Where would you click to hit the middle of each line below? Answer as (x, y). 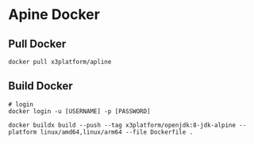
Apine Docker (54, 15)
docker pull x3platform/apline (60, 62)
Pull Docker (37, 44)
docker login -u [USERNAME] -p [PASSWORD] (79, 111)
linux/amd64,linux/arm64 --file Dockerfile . (117, 132)
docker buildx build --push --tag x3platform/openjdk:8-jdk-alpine (122, 125)
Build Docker (40, 86)
